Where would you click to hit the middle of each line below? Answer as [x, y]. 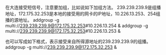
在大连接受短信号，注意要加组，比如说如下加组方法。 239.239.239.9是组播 [83, 7]
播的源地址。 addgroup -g [32, 20]
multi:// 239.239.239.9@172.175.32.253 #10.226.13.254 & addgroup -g [77, 26]
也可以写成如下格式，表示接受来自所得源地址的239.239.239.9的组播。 [78, 41]
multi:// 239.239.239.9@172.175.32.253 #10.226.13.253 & [63, 31]
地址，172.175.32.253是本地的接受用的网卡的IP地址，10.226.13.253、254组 [83, 14]
